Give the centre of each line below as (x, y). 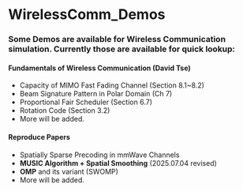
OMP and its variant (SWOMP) (69, 171)
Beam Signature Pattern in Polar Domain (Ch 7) (96, 94)
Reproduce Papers (39, 137)
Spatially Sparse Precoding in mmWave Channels (99, 155)
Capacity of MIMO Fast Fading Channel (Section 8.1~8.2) (112, 85)
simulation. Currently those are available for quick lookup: (121, 49)
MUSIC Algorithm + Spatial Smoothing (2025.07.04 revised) (118, 163)
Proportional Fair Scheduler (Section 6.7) (86, 102)
